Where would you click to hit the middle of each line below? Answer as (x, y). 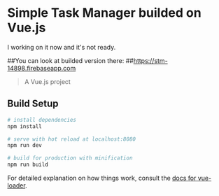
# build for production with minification (70, 158)
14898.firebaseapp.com (42, 68)
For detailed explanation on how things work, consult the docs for (102, 178)
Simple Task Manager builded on (104, 13)
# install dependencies (42, 120)
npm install (24, 126)
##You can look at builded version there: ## (71, 60)
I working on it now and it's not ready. (62, 47)
